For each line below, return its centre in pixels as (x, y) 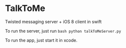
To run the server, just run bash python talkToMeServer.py (63, 31)
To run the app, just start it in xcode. (41, 40)
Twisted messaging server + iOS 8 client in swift (54, 22)
